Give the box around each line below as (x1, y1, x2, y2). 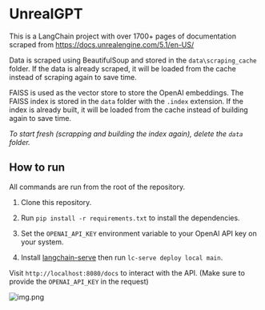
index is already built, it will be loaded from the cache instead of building (9, 105, 249, 115)
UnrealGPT (9, 5, 83, 23)
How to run (9, 161, 66, 175)
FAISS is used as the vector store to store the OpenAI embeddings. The (9, 87, 244, 97)
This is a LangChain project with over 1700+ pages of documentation (9, 31, 237, 41)
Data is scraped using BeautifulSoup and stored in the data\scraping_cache (9, 55, 257, 65)
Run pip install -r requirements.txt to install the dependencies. (20, 213, 240, 223)
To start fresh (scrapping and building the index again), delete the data (9, 129, 243, 139)
